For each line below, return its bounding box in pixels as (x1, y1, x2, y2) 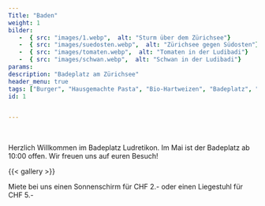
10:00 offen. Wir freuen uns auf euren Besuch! (8, 152, 159, 161)
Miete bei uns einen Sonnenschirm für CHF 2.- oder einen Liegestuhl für (8, 182, 243, 192)
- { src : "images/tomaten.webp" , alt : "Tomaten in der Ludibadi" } (18, 48, 248, 56)
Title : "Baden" (8, 11, 58, 20)
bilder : (8, 26, 34, 34)
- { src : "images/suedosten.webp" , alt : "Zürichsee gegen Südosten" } (18, 41, 259, 49)
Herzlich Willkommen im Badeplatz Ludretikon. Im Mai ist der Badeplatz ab (8, 143, 250, 152)
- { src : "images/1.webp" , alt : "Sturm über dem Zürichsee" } (18, 33, 231, 42)
